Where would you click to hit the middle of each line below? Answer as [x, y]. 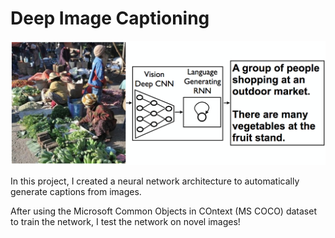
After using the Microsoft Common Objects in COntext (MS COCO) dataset [163, 211]
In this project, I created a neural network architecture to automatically [155, 181]
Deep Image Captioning [110, 18]
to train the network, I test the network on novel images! [125, 222]
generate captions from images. [76, 192]
